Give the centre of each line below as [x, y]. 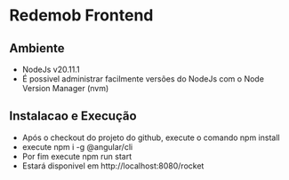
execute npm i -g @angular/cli [77, 146]
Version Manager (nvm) [65, 88]
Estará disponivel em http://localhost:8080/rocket [113, 166]
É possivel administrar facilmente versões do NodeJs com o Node [143, 79]
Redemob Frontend [81, 16]
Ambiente [37, 48]
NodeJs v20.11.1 [51, 69]
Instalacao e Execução [73, 116]
